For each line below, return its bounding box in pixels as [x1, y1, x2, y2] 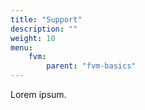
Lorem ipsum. [10, 89, 67, 100]
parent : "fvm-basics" [46, 61, 137, 71]
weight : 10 [10, 33, 56, 43]
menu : [10, 42, 33, 53]
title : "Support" [10, 14, 83, 25]
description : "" [10, 24, 78, 34]
